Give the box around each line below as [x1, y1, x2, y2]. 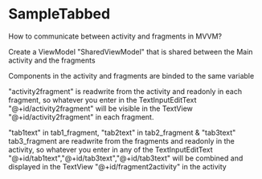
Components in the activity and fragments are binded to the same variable [8, 71, 255, 80]
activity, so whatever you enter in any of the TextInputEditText [8, 144, 213, 154]
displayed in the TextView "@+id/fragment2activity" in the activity [8, 161, 227, 171]
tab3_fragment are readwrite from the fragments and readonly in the [8, 136, 235, 145]
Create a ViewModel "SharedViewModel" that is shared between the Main [8, 47, 253, 56]
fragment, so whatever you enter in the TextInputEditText [8, 95, 197, 104]
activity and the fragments [8, 55, 96, 65]
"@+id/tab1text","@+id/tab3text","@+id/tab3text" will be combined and [8, 153, 244, 163]
